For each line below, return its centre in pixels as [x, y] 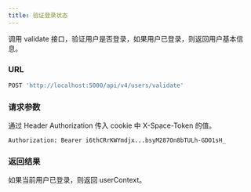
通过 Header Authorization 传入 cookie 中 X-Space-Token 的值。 [112, 125]
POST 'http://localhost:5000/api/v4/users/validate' [96, 85]
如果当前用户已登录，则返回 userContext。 [77, 180]
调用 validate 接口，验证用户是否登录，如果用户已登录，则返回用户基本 [122, 38]
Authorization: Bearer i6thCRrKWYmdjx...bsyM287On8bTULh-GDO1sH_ [117, 141]
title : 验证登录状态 [38, 15]
